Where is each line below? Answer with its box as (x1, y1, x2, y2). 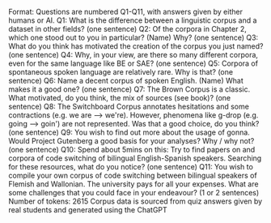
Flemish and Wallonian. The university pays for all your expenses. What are (8, 179, 259, 189)
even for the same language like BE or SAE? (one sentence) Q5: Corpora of (8, 58, 259, 68)
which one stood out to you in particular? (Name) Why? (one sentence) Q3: (8, 32, 259, 42)
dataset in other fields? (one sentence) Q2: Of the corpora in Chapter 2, (8, 24, 247, 33)
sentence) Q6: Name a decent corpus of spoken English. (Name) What (8, 76, 244, 85)
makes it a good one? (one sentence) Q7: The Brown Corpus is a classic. (8, 84, 251, 94)
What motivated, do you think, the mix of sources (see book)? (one (8, 93, 231, 102)
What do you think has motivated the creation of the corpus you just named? (8, 41, 264, 51)
